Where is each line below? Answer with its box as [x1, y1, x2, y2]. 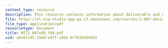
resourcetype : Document [5, 26, 55, 31]
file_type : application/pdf [5, 21, 64, 26]
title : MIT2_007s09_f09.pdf [5, 30, 64, 35]
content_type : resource [5, 7, 55, 12]
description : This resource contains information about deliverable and [5, 12, 160, 17]
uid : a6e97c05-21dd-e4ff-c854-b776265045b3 [5, 35, 97, 40]
